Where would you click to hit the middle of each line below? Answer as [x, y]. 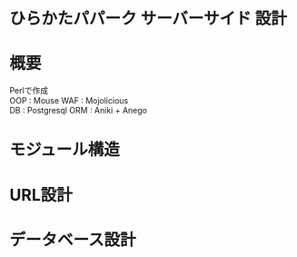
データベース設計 [73, 239]
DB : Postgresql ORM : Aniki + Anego [79, 111]
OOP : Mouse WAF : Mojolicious [69, 101]
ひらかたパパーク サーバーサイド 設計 [148, 19]
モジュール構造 [65, 150]
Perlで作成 [29, 91]
